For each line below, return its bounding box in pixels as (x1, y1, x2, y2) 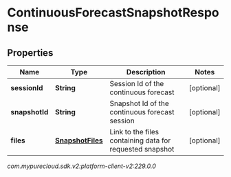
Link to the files (109, 127, 159, 136)
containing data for (109, 136, 171, 145)
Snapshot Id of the (109, 98, 170, 108)
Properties (7, 47, 54, 59)
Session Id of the (109, 79, 164, 88)
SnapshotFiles (54, 136, 103, 145)
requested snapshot (109, 145, 175, 154)
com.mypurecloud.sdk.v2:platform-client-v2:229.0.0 (7, 162, 157, 170)
